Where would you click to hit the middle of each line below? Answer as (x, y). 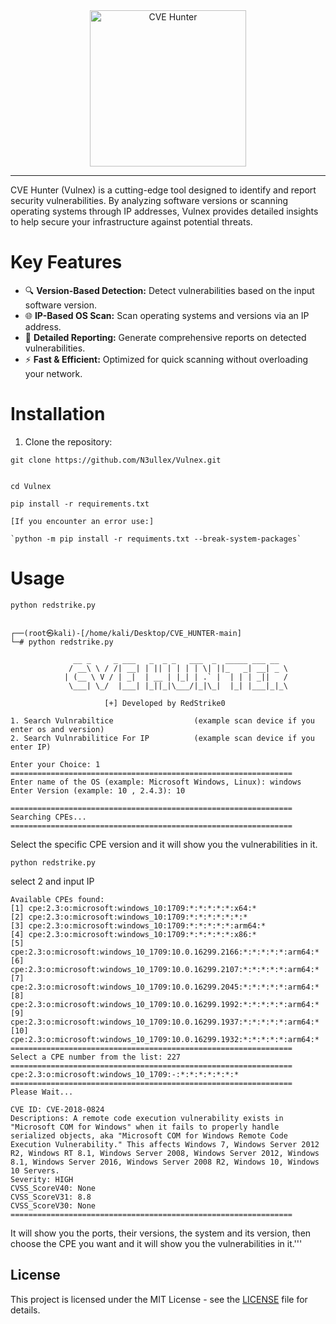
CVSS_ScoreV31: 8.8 (51, 1197)
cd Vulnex (31, 486)
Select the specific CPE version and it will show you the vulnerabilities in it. (164, 844)
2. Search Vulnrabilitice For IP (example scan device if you (162, 738)
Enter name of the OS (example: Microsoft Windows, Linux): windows (156, 782)
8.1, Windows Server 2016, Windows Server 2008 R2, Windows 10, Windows (165, 1162)
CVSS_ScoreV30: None (53, 1205)
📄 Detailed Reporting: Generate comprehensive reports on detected (165, 337)
